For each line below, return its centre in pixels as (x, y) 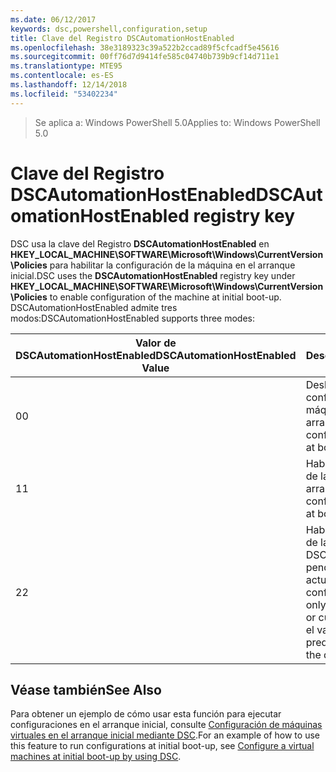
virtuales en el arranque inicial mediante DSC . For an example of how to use (165, 735)
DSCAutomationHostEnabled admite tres (94, 307)
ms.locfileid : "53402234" (64, 94)
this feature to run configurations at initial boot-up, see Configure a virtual (162, 746)
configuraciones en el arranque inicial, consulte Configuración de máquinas (166, 725)
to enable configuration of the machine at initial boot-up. (165, 297)
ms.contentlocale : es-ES (62, 76)
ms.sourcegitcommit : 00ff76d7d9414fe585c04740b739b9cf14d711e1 (145, 57)
